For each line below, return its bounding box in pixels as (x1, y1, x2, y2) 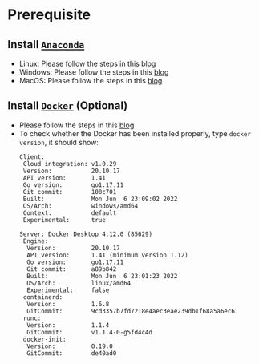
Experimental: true (22, 216, 106, 224)
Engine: (22, 237, 49, 245)
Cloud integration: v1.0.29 (22, 160, 117, 168)
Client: (18, 152, 45, 161)
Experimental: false (26, 286, 110, 294)
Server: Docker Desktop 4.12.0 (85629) (18, 230, 153, 238)
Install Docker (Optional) (7, 99, 128, 113)
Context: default (22, 208, 117, 217)
